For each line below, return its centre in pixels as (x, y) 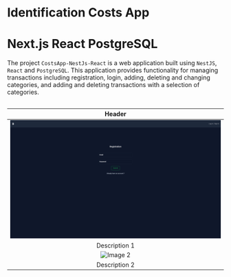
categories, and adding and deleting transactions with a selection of (103, 85)
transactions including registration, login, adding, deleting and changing (109, 77)
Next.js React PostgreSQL (82, 44)
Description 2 (115, 265)
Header (115, 114)
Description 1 (115, 245)
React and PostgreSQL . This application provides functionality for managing (113, 71)
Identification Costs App (78, 13)
